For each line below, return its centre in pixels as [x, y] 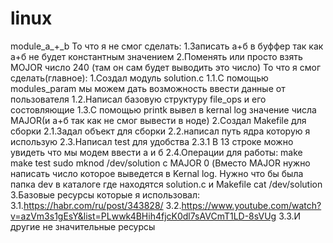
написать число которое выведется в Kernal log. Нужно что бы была [157, 173]
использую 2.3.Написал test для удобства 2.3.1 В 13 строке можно [152, 141]
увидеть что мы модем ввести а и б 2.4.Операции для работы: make [156, 152]
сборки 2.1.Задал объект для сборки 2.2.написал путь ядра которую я [160, 131]
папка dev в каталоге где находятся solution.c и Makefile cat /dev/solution [166, 184]
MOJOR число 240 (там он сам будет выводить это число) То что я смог [166, 67]
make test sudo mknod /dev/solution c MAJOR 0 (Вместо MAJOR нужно [160, 163]
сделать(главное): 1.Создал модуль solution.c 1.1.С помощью [139, 78]
